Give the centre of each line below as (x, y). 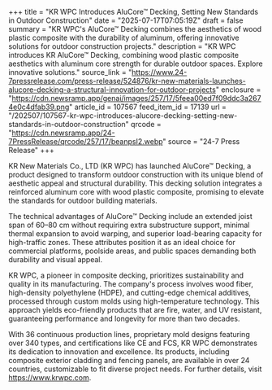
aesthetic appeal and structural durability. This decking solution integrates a (135, 183)
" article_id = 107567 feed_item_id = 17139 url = (148, 107)
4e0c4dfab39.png (39, 107)
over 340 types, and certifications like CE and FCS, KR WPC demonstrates (133, 343)
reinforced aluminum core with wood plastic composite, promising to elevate (136, 192)
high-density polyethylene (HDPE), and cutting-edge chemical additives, (130, 293)
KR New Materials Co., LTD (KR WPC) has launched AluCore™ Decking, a (130, 166)
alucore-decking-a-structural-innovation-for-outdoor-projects (112, 90)
